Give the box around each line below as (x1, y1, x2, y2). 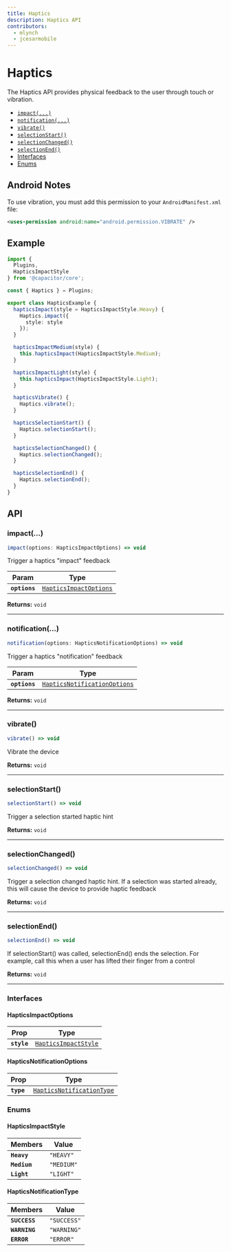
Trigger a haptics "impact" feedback (7, 557, 111, 565)
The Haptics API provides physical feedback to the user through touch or (7, 88, 214, 96)
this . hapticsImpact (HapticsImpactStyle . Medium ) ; (19, 350, 162, 357)
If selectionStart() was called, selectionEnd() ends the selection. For (7, 950, 199, 958)
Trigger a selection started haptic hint (7, 812, 113, 820)
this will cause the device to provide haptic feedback (7, 884, 157, 893)
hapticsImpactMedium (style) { (13, 344, 100, 351)
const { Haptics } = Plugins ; (7, 287, 94, 294)
